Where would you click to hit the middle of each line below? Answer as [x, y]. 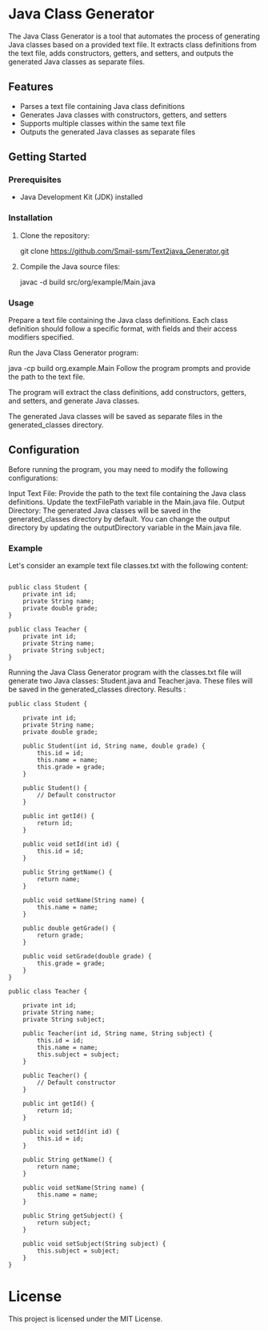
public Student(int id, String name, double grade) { [114, 746]
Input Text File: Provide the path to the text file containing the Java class [127, 493]
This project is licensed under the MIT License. [86, 1319]
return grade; [60, 936]
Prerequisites [35, 179]
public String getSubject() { [73, 1216]
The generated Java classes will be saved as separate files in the [116, 417]
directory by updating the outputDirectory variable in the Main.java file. [125, 527]
